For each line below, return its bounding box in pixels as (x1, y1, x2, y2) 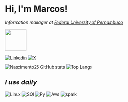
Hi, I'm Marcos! (5, 3, 68, 15)
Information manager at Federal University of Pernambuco (5, 20, 123, 25)
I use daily (5, 78, 37, 86)
